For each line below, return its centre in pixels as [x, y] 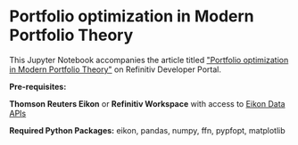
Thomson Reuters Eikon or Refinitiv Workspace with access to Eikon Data [147, 103]
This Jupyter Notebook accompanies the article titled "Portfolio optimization [149, 60]
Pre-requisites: [38, 86]
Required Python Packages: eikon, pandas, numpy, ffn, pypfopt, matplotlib [147, 130]
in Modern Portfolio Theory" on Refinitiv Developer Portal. [115, 69]
